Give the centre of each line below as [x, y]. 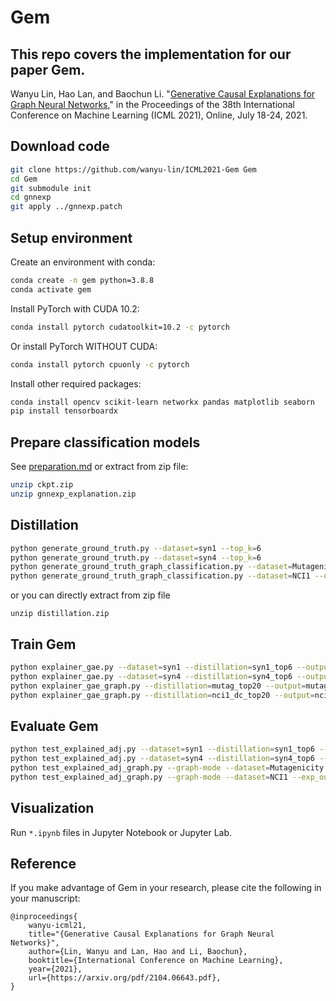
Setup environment [71, 237]
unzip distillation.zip [60, 614]
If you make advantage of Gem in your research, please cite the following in [166, 888]
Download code [60, 146]
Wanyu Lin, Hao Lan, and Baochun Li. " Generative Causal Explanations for [163, 94]
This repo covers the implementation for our [151, 54]
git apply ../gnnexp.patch [66, 207]
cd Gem [24, 179]
